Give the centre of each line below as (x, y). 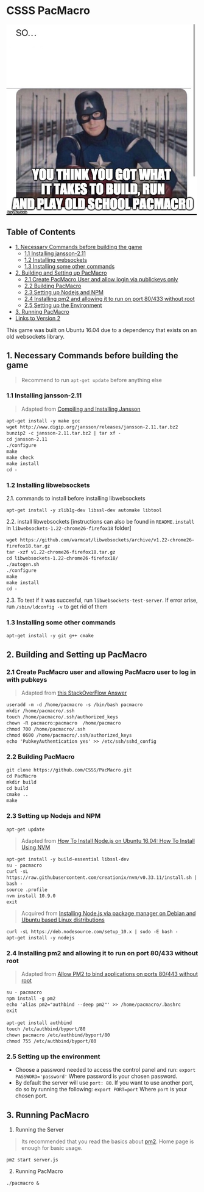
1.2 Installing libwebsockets (48, 485)
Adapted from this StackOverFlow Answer (74, 693)
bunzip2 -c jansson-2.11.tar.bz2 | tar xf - (64, 433)
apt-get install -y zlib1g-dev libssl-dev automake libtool (84, 510)
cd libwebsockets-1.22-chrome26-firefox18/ (62, 558)
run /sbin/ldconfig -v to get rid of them (57, 607)
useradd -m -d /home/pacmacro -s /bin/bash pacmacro (75, 705)
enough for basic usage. (52, 1148)
